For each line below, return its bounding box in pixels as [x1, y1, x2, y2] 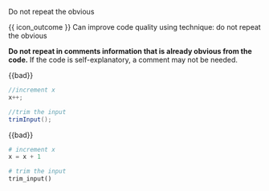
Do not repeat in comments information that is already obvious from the [8, 47, 253, 55]
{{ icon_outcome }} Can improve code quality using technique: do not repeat [8, 22, 261, 31]
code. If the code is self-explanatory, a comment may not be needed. [8, 55, 238, 64]
